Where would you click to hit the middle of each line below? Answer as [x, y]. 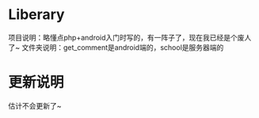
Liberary [36, 15]
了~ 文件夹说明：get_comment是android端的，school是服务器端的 [116, 47]
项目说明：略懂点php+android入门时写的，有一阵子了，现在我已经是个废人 [130, 37]
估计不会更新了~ [35, 105]
